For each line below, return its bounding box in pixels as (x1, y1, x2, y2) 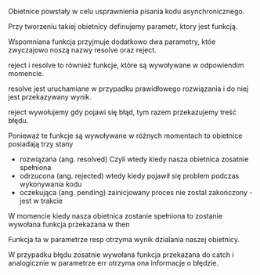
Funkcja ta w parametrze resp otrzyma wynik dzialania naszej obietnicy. (8, 235, 240, 244)
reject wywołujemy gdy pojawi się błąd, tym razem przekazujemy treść (8, 107, 237, 117)
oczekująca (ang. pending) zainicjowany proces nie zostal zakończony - (19, 188, 253, 197)
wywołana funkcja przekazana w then (8, 219, 130, 229)
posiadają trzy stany (8, 139, 74, 148)
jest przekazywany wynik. (8, 92, 92, 101)
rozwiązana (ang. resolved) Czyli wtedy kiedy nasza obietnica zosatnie (19, 154, 249, 164)
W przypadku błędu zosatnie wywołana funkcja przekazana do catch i (8, 250, 234, 259)
